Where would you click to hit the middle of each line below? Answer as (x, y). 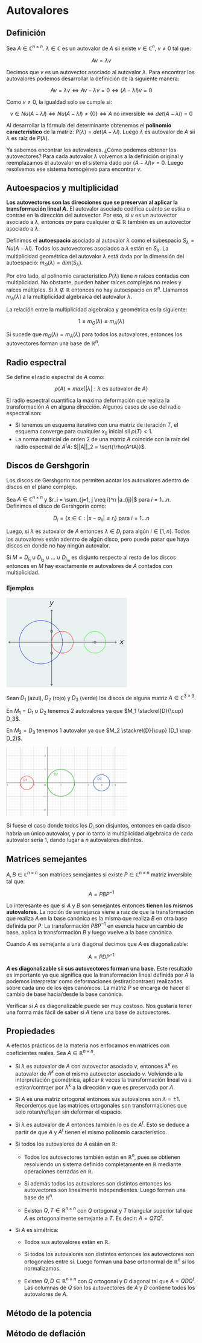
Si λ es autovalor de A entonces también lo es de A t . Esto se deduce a (102, 1124)
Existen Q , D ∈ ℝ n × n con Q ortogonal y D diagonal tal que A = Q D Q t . (110, 1280)
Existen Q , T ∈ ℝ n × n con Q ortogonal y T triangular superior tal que (108, 1210)
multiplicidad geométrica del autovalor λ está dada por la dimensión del (95, 257)
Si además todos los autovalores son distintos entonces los (97, 1183)
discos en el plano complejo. (42, 486)
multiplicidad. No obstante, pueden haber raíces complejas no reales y (94, 282)
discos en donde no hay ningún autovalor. (58, 545)
